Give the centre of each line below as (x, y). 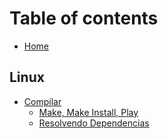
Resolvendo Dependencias (94, 123)
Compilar (42, 101)
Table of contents (84, 18)
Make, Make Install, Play (88, 112)
